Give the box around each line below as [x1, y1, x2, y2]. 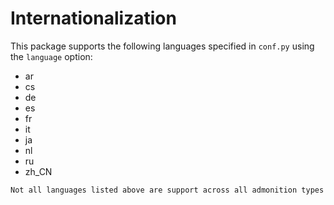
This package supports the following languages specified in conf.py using [10, 40, 315, 52]
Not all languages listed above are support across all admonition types [10, 185, 325, 195]
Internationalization [10, 7, 177, 30]
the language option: [10, 50, 93, 62]
